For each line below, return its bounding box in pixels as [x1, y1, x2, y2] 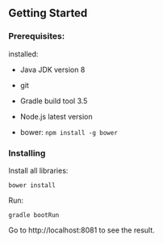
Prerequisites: [8, 31, 65, 42]
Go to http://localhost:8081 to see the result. [8, 225, 155, 235]
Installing [8, 147, 46, 158]
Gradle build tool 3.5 [19, 96, 88, 106]
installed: [8, 48, 39, 59]
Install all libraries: [8, 165, 69, 175]
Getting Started [8, 6, 88, 20]
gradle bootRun [8, 211, 60, 219]
